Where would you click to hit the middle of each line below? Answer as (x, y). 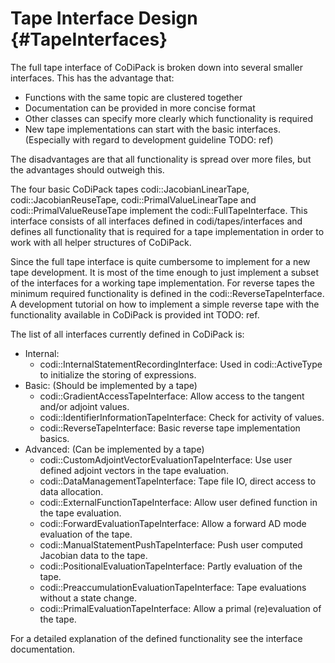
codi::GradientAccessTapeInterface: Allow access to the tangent (172, 396)
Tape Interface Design (104, 18)
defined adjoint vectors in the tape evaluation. (134, 470)
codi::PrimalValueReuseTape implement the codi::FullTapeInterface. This (159, 210)
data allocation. (71, 491)
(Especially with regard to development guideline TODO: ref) (149, 139)
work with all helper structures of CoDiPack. (101, 242)
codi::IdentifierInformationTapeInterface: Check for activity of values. (182, 417)
